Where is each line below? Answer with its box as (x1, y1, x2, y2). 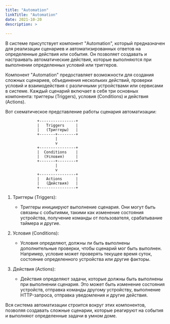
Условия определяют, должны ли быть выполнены (20, 240, 130, 246)
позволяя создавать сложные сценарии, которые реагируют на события (5, 307, 163, 313)
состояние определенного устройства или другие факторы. (20, 256, 151, 262)
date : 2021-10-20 (5, 17, 42, 22)
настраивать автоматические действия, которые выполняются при (5, 56, 152, 63)
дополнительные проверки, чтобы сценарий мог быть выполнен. (20, 245, 162, 252)
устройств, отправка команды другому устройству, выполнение (20, 287, 161, 293)
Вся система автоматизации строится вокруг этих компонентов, (5, 302, 146, 308)
